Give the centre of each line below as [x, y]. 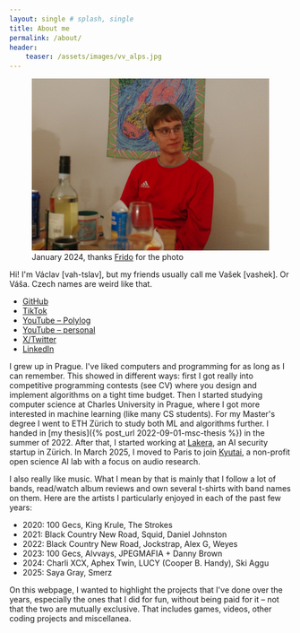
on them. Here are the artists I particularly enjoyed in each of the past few [146, 499]
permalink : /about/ [46, 38]
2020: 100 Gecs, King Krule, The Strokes [97, 525]
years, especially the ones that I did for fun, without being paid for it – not [144, 600]
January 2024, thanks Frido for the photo [107, 257]
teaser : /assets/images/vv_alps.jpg [94, 57]
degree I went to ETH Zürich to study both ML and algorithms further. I [139, 424]
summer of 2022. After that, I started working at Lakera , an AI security [139, 443]
